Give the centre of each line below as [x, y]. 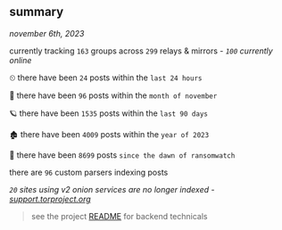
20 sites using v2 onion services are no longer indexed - [112, 189]
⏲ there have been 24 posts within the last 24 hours [106, 78]
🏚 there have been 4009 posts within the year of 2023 [109, 134]
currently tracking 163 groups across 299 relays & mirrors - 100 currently [141, 51]
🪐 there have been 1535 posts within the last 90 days [108, 113]
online [21, 60]
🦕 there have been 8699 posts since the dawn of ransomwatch [122, 155]
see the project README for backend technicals [119, 216]
